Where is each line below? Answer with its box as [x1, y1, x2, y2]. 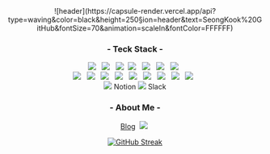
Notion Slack [113, 82, 167, 92]
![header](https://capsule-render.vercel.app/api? [54, 6, 216, 15]
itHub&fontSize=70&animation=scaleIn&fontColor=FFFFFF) [36, 23, 234, 33]
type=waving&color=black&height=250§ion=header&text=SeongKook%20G [7, 15, 263, 24]
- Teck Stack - [107, 43, 163, 54]
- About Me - [109, 102, 161, 114]
